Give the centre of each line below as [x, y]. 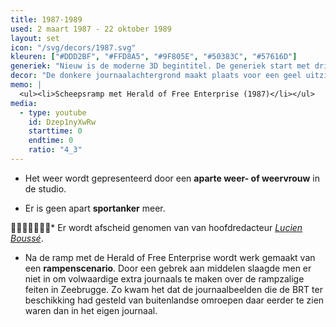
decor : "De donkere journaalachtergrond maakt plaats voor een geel [156, 76]
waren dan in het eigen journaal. [91, 310]
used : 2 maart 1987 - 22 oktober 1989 [91, 29]
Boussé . [27, 238]
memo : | [26, 85]
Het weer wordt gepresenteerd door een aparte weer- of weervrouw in [172, 178]
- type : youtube [53, 112]
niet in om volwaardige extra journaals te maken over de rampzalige [164, 278]
